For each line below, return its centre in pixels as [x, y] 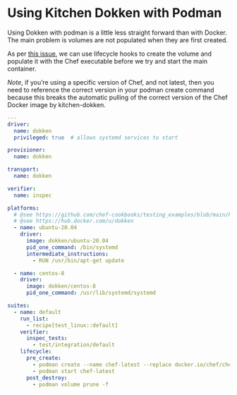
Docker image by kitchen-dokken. [56, 104]
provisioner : [26, 150]
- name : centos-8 [39, 273]
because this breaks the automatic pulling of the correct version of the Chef [117, 97]
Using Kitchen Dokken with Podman [115, 13]
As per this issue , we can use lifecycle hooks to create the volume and [110, 54]
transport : [23, 170]
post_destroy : [47, 378]
